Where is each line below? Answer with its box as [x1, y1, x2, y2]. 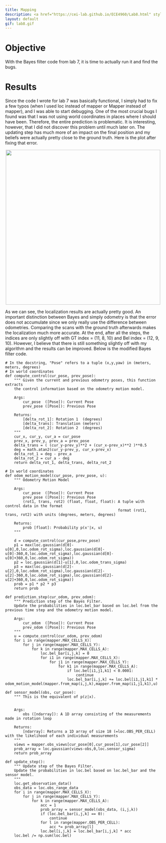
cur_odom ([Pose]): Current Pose [23, 620, 94, 626]
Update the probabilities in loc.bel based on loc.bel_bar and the [14, 768, 156, 773]
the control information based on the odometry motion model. [14, 387, 145, 392]
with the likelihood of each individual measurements [5, 733, 119, 738]
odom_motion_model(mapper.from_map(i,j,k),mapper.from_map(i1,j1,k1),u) [5, 681, 158, 686]
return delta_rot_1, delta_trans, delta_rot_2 [14, 460, 112, 465]
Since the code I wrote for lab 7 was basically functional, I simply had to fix [5, 98, 158, 104]
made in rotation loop [5, 716, 52, 721]
